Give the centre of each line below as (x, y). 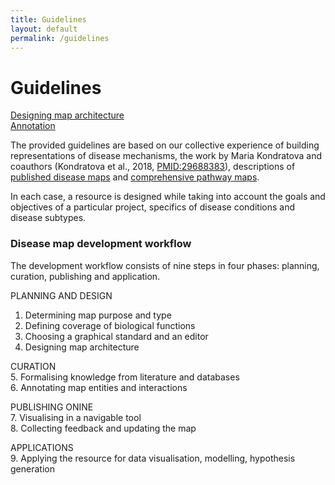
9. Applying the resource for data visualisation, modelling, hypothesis (153, 458)
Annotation (33, 126)
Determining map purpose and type (98, 315)
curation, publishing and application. (85, 276)
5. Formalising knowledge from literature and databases (125, 377)
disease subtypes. (48, 218)
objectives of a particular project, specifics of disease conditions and (152, 207)
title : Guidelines (48, 19)
